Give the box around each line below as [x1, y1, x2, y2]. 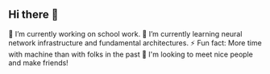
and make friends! [8, 57, 69, 68]
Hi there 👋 [8, 8, 59, 21]
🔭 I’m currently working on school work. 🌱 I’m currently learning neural [8, 29, 243, 38]
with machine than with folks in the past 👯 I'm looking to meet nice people [8, 49, 254, 59]
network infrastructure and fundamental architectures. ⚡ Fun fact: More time [8, 37, 262, 48]
